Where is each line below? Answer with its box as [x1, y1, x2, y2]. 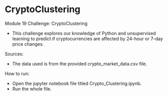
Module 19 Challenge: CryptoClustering [5, 20, 88, 26]
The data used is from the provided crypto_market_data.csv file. [12, 60, 148, 67]
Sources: [5, 51, 24, 57]
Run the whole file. [12, 85, 52, 92]
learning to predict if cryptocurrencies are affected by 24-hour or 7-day [12, 36, 163, 42]
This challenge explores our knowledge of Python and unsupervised [12, 30, 156, 36]
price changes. [12, 41, 44, 47]
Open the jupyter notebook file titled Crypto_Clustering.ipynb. [12, 80, 142, 86]
